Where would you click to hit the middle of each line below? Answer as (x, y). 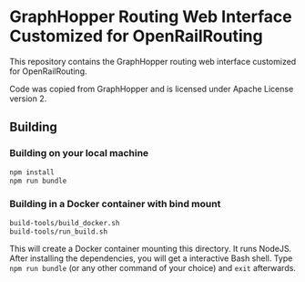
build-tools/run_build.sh (58, 231)
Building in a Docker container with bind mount (115, 204)
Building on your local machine (79, 153)
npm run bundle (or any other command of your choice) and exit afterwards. (152, 268)
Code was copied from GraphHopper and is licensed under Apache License (152, 89)
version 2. (28, 99)
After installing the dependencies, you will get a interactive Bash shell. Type (151, 258)
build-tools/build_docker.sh (65, 223)
